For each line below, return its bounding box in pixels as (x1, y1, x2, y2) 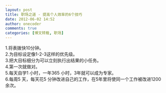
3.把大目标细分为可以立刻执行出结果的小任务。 (5, 57, 102, 63)
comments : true (5, 26, 37, 31)
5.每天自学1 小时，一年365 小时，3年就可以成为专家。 (5, 70, 116, 75)
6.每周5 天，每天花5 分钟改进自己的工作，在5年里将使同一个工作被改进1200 (5, 76, 161, 82)
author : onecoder (5, 21, 42, 26)
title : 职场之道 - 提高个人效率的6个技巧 (5, 12, 83, 17)
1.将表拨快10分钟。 (5, 45, 44, 50)
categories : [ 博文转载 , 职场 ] (5, 30, 64, 35)
